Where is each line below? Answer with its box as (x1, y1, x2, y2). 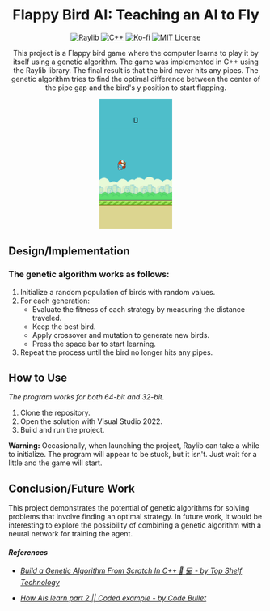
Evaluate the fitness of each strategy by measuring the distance (32, 304, 246, 314)
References (8, 547, 49, 557)
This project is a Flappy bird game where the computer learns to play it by (13, 48, 259, 58)
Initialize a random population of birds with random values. (19, 287, 216, 297)
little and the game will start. (8, 458, 103, 468)
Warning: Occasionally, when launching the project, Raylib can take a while (8, 441, 260, 451)
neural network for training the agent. (8, 529, 133, 539)
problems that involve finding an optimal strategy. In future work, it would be (8, 512, 263, 522)
